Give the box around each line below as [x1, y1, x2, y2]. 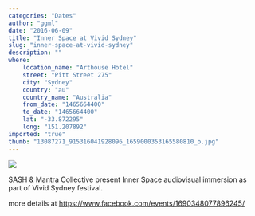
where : [8, 57, 30, 65]
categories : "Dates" [8, 11, 77, 20]
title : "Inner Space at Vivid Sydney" [8, 33, 137, 42]
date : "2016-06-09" [8, 26, 73, 34]
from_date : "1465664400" [22, 100, 105, 108]
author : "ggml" [8, 19, 59, 27]
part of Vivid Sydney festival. [8, 183, 104, 192]
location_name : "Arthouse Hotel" [22, 64, 134, 72]
